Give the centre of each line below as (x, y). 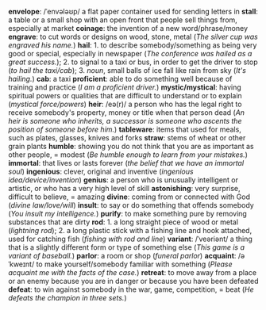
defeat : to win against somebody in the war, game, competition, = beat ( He (131, 289)
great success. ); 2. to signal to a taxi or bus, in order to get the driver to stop (133, 62)
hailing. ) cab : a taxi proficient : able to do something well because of (120, 79)
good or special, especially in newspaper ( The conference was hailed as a (130, 54)
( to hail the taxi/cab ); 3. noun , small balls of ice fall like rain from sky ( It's (127, 70)
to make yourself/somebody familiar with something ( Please (134, 264)
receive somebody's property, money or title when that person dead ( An (126, 113)
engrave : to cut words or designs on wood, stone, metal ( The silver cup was (133, 36)
